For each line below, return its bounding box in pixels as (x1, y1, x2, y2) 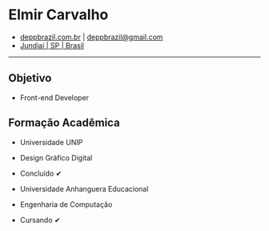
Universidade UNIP (19, 137, 83, 147)
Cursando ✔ (19, 215, 61, 225)
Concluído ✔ (19, 168, 62, 178)
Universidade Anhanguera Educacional (19, 184, 149, 193)
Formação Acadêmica (8, 116, 120, 130)
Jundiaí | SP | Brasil (19, 40, 84, 50)
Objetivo (8, 71, 52, 85)
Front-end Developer (19, 92, 90, 102)
